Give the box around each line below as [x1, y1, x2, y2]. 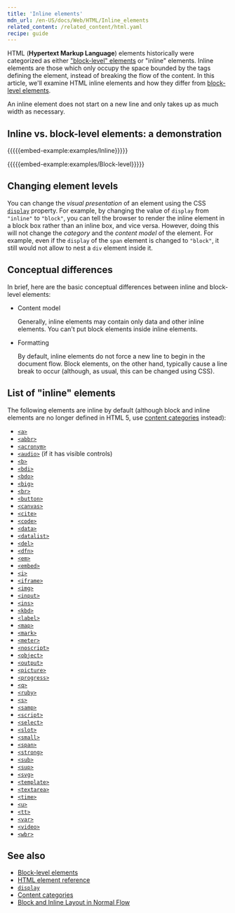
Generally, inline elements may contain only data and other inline [17, 317, 205, 326]
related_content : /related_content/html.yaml [7, 23, 142, 30]
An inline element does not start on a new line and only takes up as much [7, 100, 219, 109]
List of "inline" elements [7, 387, 116, 399]
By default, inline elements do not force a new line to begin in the [17, 352, 206, 360]
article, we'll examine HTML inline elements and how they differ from [7, 79, 206, 88]
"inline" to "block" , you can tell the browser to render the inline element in [7, 213, 225, 222]
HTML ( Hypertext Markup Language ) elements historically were [7, 49, 194, 58]
